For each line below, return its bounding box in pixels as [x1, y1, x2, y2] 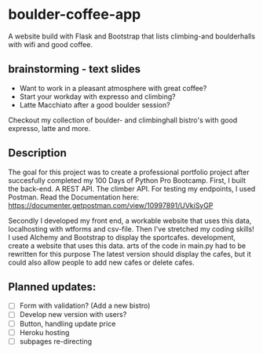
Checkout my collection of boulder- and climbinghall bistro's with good [8, 115, 238, 125]
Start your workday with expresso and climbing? [19, 92, 176, 101]
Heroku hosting [19, 327, 70, 337]
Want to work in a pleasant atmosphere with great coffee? [19, 83, 207, 93]
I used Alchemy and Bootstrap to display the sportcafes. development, [8, 232, 236, 242]
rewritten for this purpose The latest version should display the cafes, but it [8, 249, 251, 258]
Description [8, 147, 67, 160]
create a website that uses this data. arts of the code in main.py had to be [8, 241, 247, 250]
